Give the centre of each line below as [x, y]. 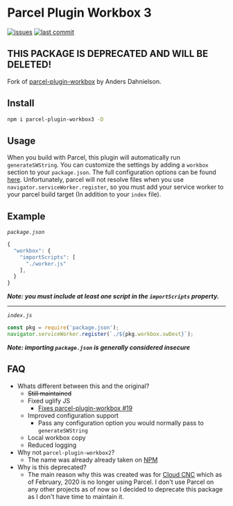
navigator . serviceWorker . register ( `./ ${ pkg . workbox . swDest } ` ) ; [101, 335]
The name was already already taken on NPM [93, 459]
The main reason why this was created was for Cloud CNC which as [125, 474]
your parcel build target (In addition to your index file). [84, 194]
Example [26, 216]
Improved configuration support [73, 415]
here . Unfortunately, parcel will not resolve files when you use [95, 180]
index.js [20, 316]
